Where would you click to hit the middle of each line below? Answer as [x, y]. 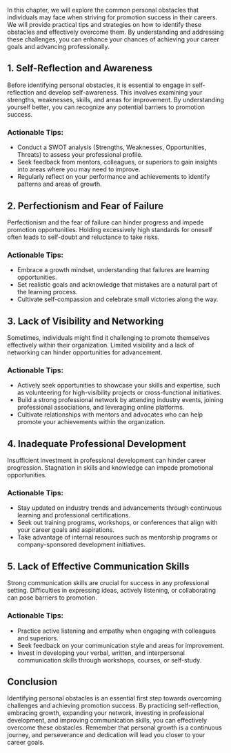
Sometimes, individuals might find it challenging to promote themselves [109, 338]
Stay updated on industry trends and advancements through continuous [119, 508]
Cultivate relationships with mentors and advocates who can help [110, 414]
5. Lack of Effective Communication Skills [98, 566]
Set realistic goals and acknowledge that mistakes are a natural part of [117, 285]
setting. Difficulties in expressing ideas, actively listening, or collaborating [111, 591]
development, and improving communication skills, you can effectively [107, 721]
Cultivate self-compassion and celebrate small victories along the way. [118, 299]
